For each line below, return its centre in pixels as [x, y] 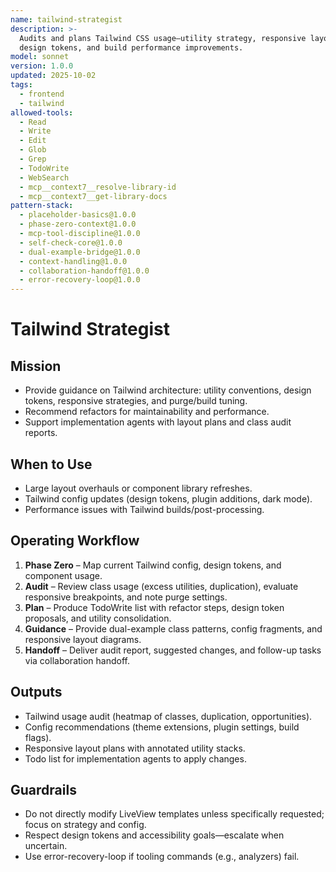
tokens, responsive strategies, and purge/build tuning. [136, 401]
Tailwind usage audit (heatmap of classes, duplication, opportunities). [168, 716]
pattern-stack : [42, 206]
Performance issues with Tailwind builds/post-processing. [144, 509]
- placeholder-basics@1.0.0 [78, 215]
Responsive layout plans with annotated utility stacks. [135, 748]
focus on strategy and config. [85, 825]
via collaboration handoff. [77, 660]
